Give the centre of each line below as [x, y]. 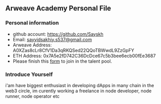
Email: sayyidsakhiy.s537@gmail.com [52, 39]
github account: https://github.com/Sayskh [58, 34]
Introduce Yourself [29, 74]
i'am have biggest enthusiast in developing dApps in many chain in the [80, 85]
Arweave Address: [32, 45]
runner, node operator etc [33, 96]
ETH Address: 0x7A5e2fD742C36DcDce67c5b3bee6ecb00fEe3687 [84, 56]
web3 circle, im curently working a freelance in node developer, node [79, 91]
